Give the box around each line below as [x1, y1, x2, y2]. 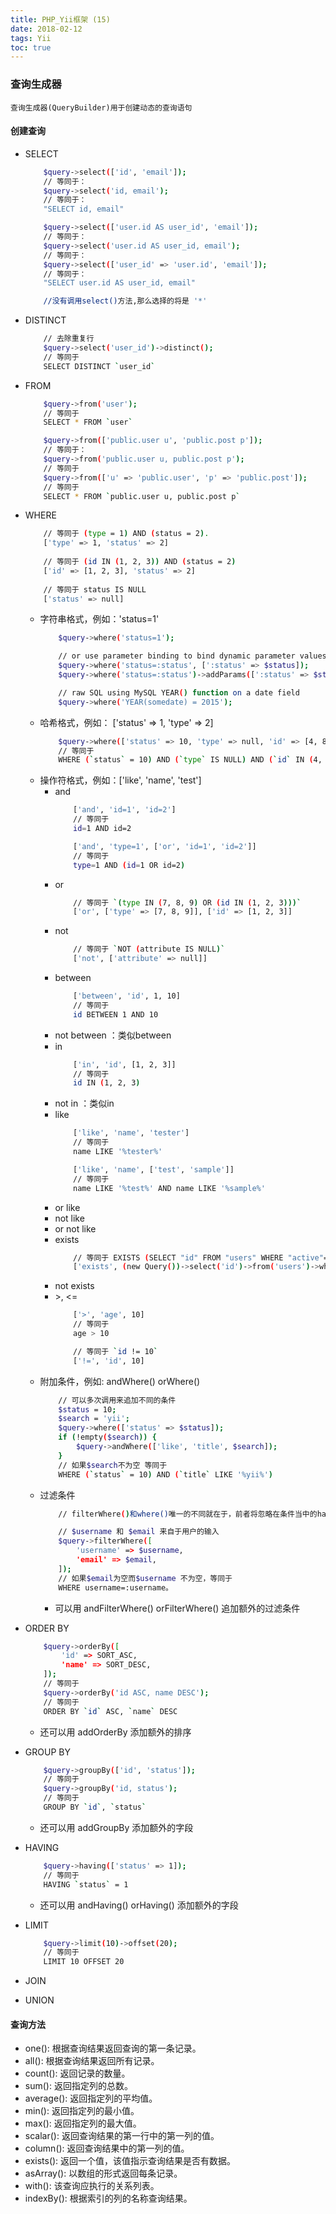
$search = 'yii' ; [58, 1414, 130, 1424]
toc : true [10, 42, 52, 53]
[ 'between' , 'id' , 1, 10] [73, 991, 181, 1001]
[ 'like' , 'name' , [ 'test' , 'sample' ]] [73, 1164, 235, 1175]
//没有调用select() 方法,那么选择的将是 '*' [43, 296, 208, 306]
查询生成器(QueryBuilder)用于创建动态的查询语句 [10, 102, 193, 113]
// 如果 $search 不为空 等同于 [58, 1460, 168, 1470]
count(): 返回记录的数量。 [24, 2067, 131, 2080]
